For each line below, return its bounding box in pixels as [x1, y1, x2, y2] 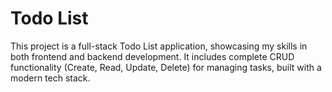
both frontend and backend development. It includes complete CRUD [10, 50, 295, 62]
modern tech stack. [10, 72, 91, 84]
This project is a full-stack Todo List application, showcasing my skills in [10, 40, 308, 52]
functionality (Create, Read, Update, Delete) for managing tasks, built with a [10, 61, 322, 73]
